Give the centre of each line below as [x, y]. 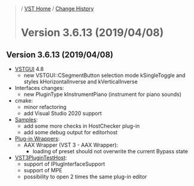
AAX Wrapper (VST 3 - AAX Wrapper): [71, 145]
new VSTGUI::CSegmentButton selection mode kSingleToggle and [104, 75]
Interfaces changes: [39, 88]
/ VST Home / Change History [57, 9]
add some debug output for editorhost [71, 132]
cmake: [24, 100]
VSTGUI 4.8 [29, 69]
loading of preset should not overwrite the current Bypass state [110, 151]
